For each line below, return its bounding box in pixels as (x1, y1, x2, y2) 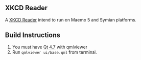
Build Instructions (5, 31, 61, 40)
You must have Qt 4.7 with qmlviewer (12, 44, 88, 50)
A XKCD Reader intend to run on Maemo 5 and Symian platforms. (5, 17, 137, 22)
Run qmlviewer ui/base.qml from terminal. (12, 49, 97, 55)
